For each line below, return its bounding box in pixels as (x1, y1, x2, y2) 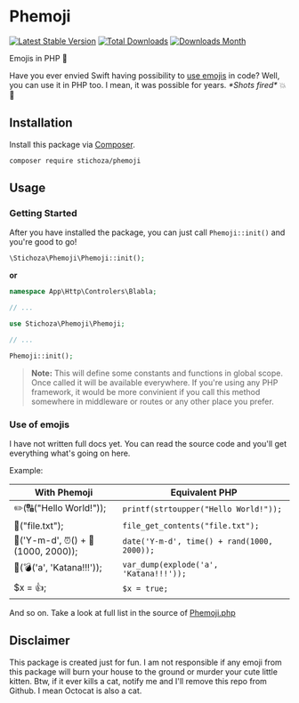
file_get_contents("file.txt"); (122, 521, 260, 530)
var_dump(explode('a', (122, 559, 219, 570)
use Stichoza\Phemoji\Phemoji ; (9, 319, 125, 328)
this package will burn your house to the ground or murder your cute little (9, 666, 279, 677)
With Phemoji (34, 486, 93, 498)
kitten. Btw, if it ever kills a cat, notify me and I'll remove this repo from (9, 675, 267, 686)
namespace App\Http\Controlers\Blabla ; (9, 287, 158, 296)
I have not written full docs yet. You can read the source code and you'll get (9, 438, 287, 448)
